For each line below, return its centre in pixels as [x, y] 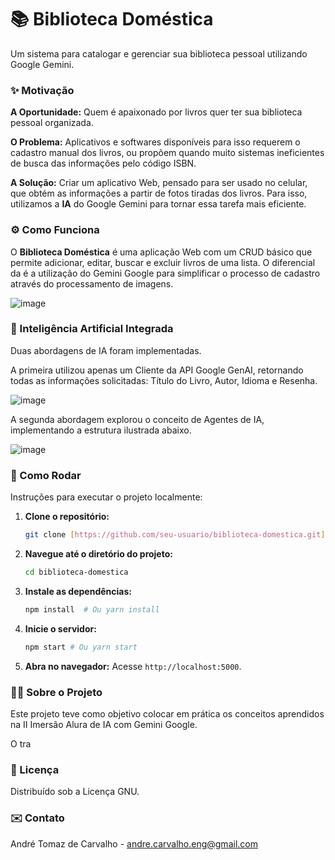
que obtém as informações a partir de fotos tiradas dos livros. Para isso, [159, 193]
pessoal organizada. [52, 123]
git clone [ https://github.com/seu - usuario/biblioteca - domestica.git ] [175, 535]
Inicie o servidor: [60, 628]
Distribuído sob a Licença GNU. [75, 792]
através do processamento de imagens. [92, 283]
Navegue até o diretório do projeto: [98, 554]
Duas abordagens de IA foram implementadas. [106, 350]
